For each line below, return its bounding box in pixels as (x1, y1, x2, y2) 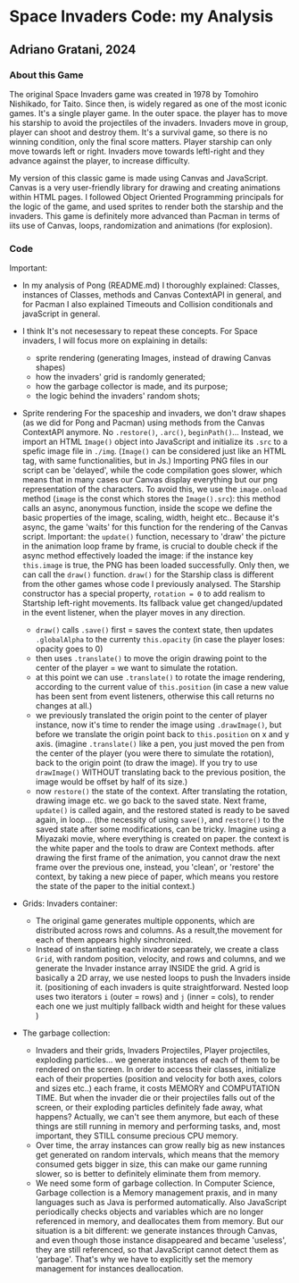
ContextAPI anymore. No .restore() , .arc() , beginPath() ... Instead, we (21, 427, 284, 438)
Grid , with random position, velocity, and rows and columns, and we (35, 953, 286, 964)
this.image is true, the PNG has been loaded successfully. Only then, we (21, 560, 290, 571)
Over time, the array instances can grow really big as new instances (35, 1140, 286, 1151)
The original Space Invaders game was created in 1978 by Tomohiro (9, 88, 259, 99)
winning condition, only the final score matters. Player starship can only (9, 136, 272, 147)
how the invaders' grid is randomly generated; (35, 372, 206, 382)
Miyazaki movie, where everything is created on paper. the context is (35, 834, 290, 844)
